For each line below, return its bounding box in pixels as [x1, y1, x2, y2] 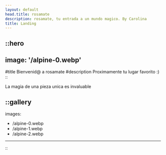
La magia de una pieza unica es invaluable [5, 84, 91, 90]
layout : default [5, 7, 39, 12]
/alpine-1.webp [12, 126, 43, 132]
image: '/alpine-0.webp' [5, 56, 82, 64]
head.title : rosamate [5, 12, 50, 17]
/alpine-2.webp [12, 131, 43, 137]
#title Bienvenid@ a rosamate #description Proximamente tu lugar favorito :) [5, 69, 160, 75]
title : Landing [5, 21, 37, 26]
